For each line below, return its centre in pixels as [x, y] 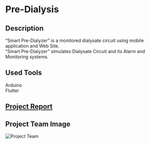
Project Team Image [38, 124]
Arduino [14, 85]
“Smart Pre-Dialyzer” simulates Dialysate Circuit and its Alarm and [75, 51]
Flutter [12, 90]
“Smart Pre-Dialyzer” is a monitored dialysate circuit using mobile [74, 40]
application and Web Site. [32, 46]
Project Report [29, 106]
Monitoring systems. [27, 57]
